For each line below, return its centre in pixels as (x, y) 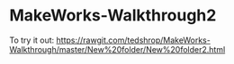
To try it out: (32, 40)
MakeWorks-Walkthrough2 (113, 16)
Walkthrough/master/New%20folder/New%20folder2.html (117, 49)
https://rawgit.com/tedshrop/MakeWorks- (134, 40)
